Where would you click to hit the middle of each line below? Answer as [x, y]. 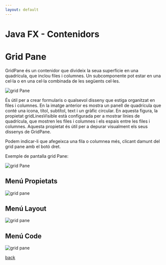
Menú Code [24, 236]
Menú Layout [26, 208]
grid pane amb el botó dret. [33, 146]
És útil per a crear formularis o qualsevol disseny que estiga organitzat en [80, 100]
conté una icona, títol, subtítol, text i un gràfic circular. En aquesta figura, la [82, 110]
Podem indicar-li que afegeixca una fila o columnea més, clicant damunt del [83, 141]
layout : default [22, 10]
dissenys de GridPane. [28, 132]
